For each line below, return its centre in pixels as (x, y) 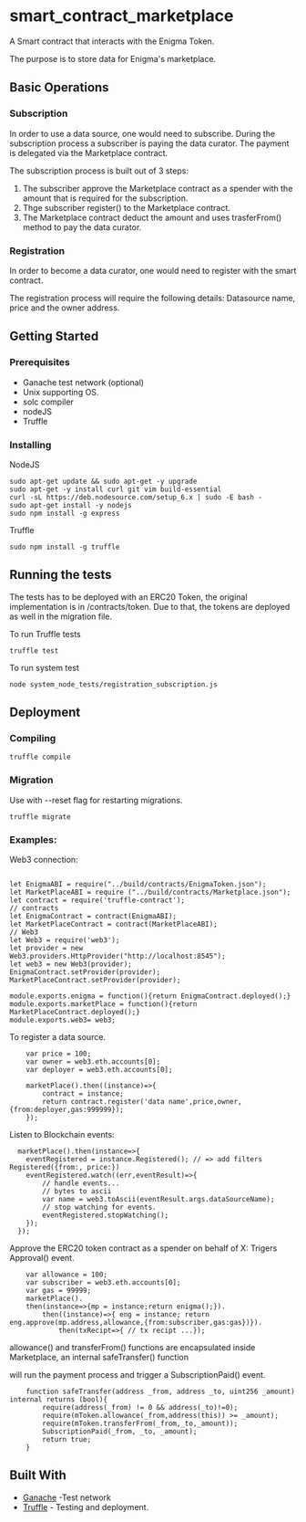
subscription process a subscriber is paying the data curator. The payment (149, 143)
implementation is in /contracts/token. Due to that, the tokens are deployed (150, 606)
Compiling (33, 739)
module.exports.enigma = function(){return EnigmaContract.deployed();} (150, 996)
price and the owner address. (65, 308)
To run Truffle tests (45, 634)
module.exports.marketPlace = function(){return (103, 1004)
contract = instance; (83, 1094)
